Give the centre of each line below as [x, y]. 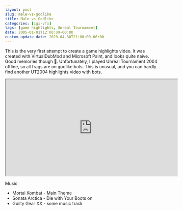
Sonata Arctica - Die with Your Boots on [52, 198]
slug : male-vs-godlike [28, 14]
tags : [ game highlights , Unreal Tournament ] [51, 28]
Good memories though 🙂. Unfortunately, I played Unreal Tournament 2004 [81, 61]
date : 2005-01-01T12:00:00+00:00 [39, 32]
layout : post [18, 10]
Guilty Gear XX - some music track [47, 203]
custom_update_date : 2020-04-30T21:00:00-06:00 [55, 37]
